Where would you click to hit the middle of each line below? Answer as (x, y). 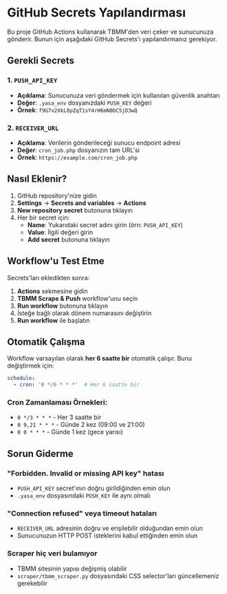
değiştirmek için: (31, 365)
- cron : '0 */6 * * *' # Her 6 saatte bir (76, 385)
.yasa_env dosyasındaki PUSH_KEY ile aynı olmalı (84, 496)
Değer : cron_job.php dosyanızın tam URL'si (78, 150)
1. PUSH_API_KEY (32, 81)
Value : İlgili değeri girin (60, 232)
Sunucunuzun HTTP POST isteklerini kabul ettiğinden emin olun (107, 535)
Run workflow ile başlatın (54, 320)
